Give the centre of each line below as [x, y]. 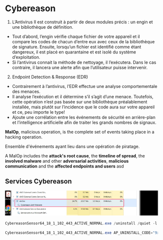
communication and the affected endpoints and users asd [65, 166]
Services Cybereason [38, 181]
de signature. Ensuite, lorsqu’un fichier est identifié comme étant [77, 47]
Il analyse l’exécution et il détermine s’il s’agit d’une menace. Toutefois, [83, 96]
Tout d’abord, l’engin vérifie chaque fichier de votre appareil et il [76, 36]
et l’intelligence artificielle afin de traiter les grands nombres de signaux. [84, 122]
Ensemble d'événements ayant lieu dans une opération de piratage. [72, 146]
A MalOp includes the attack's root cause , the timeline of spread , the [75, 155]
